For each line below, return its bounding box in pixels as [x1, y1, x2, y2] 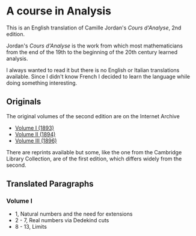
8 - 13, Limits [14, 223, 47, 231]
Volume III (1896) [14, 137, 57, 144]
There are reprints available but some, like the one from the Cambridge [6, 148, 182, 156]
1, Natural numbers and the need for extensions [14, 210, 133, 217]
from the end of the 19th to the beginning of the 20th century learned [6, 48, 178, 55]
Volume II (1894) [14, 130, 56, 138]
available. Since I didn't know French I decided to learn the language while [6, 73, 191, 80]
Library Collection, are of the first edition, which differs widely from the [6, 155, 182, 162]
